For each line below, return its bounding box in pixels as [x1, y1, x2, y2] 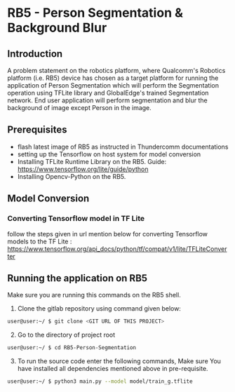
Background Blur [7, 20, 107, 36]
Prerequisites [7, 124, 67, 136]
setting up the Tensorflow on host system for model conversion [17, 149, 201, 158]
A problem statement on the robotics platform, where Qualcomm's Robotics [7, 67, 226, 74]
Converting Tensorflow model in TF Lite [7, 214, 145, 224]
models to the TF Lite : [7, 237, 72, 245]
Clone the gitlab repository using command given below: [17, 304, 181, 313]
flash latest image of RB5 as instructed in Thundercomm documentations [17, 142, 229, 151]
